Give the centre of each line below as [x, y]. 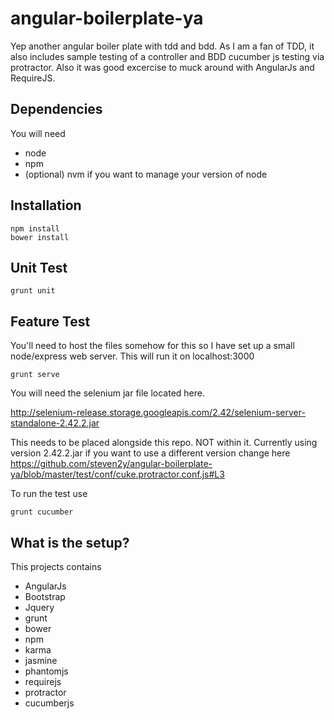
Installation [46, 205]
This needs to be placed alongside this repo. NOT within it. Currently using [164, 443]
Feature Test [50, 321]
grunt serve [35, 375]
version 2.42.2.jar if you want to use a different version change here [150, 453]
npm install [35, 228]
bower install [40, 237]
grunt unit [33, 291]
